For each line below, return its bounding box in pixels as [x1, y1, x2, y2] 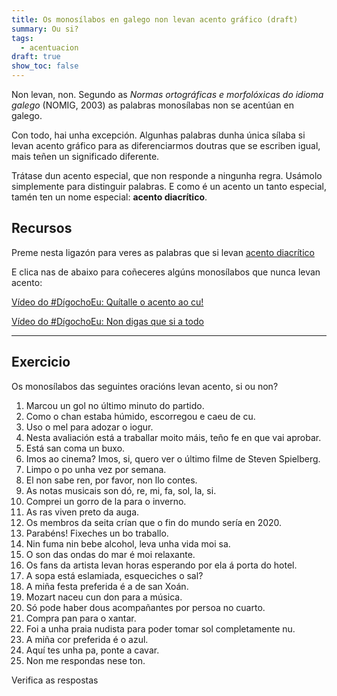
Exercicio [11, 354, 71, 371]
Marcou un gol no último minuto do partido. [25, 399, 205, 411]
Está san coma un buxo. [25, 442, 126, 454]
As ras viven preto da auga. [25, 506, 140, 518]
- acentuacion [20, 42, 79, 53]
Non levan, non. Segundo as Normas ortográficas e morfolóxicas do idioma [11, 89, 324, 100]
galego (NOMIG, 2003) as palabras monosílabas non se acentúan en [11, 99, 294, 111]
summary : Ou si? [11, 24, 79, 34]
